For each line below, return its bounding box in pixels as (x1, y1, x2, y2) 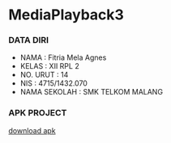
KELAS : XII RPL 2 (19, 61, 79, 71)
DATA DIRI (8, 35, 49, 46)
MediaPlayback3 (8, 6, 124, 24)
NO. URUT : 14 (19, 70, 69, 80)
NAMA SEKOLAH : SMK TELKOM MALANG (19, 87, 164, 97)
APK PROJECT (8, 107, 67, 119)
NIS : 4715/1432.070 (19, 78, 88, 88)
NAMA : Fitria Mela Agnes (19, 53, 107, 62)
